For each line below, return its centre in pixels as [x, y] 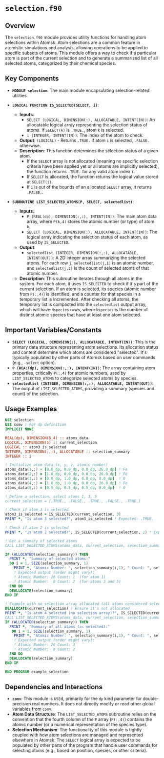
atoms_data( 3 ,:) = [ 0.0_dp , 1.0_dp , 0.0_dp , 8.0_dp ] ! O [65, 479]
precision [21, 704]
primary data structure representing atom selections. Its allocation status [85, 347]
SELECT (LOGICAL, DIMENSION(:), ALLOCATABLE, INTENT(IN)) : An [91, 120]
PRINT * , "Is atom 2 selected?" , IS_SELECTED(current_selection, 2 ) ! [78, 532]
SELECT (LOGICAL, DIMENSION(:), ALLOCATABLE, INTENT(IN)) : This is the [84, 342]
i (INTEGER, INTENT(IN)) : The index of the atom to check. [85, 135]
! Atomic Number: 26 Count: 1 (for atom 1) [60, 577]
